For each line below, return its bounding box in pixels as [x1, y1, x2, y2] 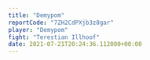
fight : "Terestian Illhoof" [8, 33, 101, 41]
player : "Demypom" [8, 26, 68, 34]
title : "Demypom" [8, 11, 65, 19]
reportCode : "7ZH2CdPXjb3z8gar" [8, 19, 114, 26]
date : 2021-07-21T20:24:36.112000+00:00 [8, 41, 143, 48]
